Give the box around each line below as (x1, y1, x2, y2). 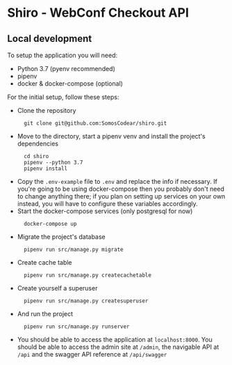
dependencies (17, 139, 59, 148)
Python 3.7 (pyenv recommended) (17, 65, 116, 72)
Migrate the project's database (17, 233, 106, 241)
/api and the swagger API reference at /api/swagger (17, 350, 167, 358)
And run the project (17, 310, 74, 318)
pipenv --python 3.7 (24, 159, 83, 166)
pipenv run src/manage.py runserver (24, 323, 130, 330)
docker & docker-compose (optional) (17, 79, 124, 88)
